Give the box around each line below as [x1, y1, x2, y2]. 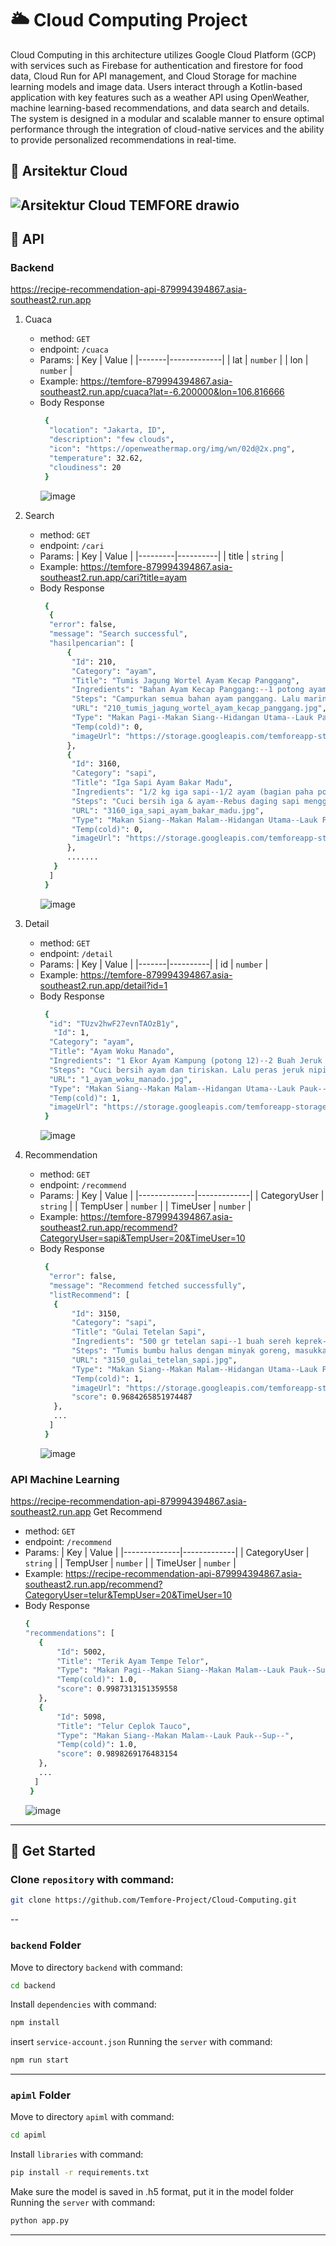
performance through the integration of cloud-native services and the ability [10, 123, 325, 135]
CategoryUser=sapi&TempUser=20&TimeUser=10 [39, 1232, 246, 1244]
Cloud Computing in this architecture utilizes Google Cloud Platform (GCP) [10, 48, 317, 61]
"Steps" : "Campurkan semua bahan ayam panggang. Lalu [71, 694, 300, 704]
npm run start [10, 2055, 70, 2066]
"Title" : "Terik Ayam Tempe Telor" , [56, 1656, 210, 1666]
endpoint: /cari [39, 539, 105, 551]
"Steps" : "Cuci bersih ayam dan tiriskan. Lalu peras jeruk [48, 1065, 305, 1075]
